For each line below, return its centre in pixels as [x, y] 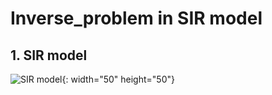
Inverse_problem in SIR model [136, 18]
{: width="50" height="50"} [118, 79]
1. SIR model [49, 55]
